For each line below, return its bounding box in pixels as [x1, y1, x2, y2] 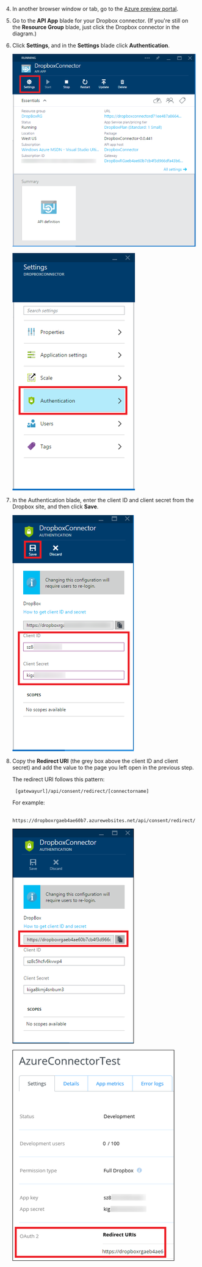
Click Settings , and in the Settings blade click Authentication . [12, 42, 170, 49]
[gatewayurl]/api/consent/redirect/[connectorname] [15, 789, 150, 795]
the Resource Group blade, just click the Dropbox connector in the [12, 24, 180, 31]
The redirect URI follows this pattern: [12, 776, 105, 783]
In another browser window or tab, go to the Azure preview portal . [12, 5, 179, 12]
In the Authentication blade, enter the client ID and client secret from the [12, 497, 194, 504]
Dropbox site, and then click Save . [12, 503, 99, 510]
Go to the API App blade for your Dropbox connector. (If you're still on [12, 17, 189, 24]
